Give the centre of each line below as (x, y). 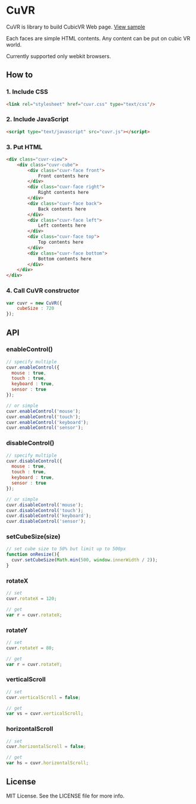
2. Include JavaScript (37, 120)
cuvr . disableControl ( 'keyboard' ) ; (49, 516)
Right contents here (63, 193)
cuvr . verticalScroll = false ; (44, 697)
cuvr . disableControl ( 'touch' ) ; (45, 510)
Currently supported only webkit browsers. (59, 56)
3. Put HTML (24, 147)
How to (20, 75)
